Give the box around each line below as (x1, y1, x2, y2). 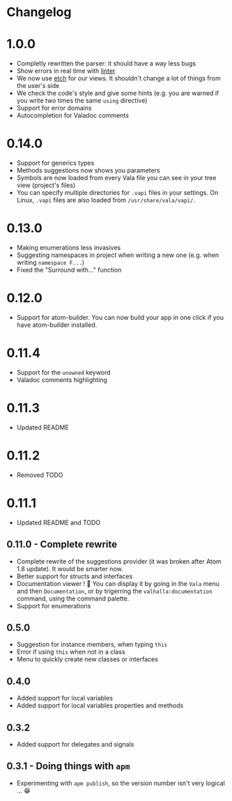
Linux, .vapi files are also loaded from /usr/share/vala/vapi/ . (16, 196, 196, 205)
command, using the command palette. (16, 594, 130, 603)
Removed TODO (16, 471, 63, 479)
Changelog (6, 4, 72, 20)
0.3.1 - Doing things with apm (6, 760, 130, 772)
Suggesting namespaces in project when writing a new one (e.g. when (16, 251, 219, 259)
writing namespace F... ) (16, 258, 85, 266)
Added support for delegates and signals (16, 740, 134, 748)
